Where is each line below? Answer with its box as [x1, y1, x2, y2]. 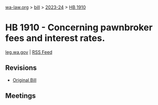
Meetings [5, 91, 36, 100]
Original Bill [12, 77, 37, 83]
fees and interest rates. [5, 33, 105, 44]
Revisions [5, 64, 37, 72]
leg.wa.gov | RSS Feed [5, 49, 53, 55]
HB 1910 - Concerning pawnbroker [5, 22, 153, 33]
